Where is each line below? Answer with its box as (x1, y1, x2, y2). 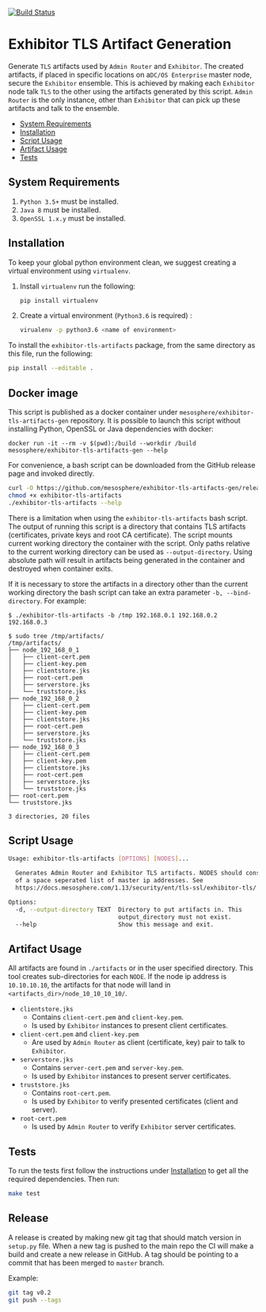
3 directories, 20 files (8, 813, 90, 820)
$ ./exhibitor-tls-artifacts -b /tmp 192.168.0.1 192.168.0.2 (8, 611, 218, 619)
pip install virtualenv (19, 296, 99, 304)
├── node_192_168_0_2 (8, 694, 80, 702)
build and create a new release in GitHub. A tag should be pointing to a (8, 1249, 239, 1259)
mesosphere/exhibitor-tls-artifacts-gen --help (8, 446, 169, 454)
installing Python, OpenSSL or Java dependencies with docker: (8, 424, 214, 434)
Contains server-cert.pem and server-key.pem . (31, 1063, 184, 1073)
